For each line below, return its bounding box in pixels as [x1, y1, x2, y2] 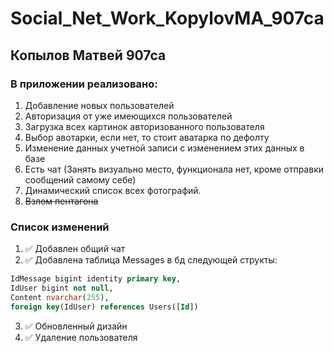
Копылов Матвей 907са [10, 47, 167, 64]
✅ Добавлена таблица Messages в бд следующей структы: [24, 254, 278, 266]
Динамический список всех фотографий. [24, 184, 202, 196]
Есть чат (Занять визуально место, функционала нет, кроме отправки [24, 163, 325, 175]
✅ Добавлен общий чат [24, 243, 126, 255]
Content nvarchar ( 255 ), [10, 292, 110, 302]
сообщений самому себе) [24, 173, 137, 186]
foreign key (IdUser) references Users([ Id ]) [10, 302, 199, 312]
